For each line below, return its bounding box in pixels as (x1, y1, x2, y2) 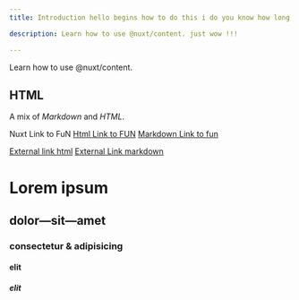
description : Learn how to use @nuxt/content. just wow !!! (9, 29, 239, 39)
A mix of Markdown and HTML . (9, 111, 125, 122)
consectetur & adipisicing (9, 239, 124, 252)
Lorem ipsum (9, 177, 109, 198)
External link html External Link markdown (9, 146, 164, 157)
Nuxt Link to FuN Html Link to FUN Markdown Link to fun (9, 129, 219, 140)
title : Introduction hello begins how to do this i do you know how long (9, 13, 291, 22)
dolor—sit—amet (9, 212, 106, 228)
